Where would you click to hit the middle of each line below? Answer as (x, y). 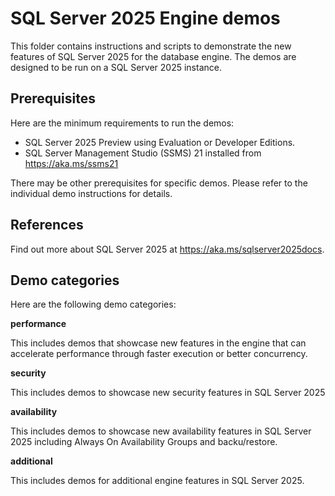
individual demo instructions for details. (91, 193)
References (47, 225)
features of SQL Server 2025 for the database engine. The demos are (153, 56)
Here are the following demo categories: (93, 304)
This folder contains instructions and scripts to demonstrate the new (151, 46)
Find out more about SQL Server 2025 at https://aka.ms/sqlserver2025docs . (167, 249)
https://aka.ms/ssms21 (71, 163)
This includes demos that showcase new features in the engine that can (158, 343)
